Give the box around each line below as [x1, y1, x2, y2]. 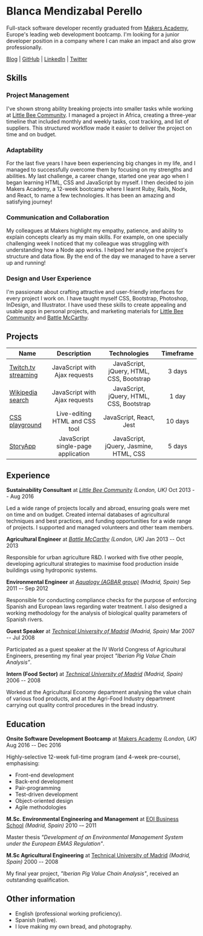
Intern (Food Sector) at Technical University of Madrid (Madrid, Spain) [6, 671, 183, 678]
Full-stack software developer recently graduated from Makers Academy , [6, 24, 189, 32]
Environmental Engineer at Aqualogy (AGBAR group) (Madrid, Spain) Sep [6, 579, 191, 586]
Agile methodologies [14, 803, 66, 811]
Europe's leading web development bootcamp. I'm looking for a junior [6, 30, 180, 38]
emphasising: [6, 759, 40, 767]
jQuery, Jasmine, [105, 442, 153, 451]
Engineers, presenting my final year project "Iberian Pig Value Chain [6, 652, 176, 660]
